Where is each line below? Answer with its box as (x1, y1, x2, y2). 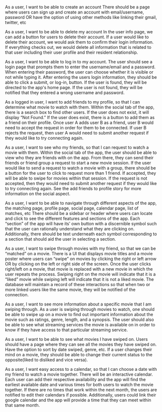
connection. (5, 292, 29, 297)
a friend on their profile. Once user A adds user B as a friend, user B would (5, 120, 154, 125)
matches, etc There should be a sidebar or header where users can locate (5, 211, 153, 216)
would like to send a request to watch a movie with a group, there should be (5, 165, 156, 171)
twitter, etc (5, 19, 27, 25)
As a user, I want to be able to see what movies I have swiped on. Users (5, 336, 148, 342)
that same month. (5, 402, 40, 408)
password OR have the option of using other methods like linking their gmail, (5, 15, 157, 20)
